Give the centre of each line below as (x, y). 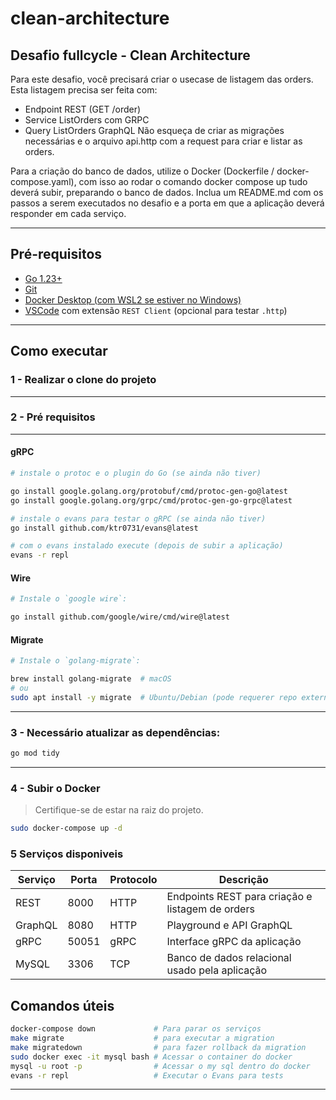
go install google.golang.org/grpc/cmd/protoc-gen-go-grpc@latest (151, 500)
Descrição (243, 880)
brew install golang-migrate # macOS (91, 679)
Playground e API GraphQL (229, 925)
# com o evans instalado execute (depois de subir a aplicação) (147, 546)
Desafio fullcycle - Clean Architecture (130, 55)
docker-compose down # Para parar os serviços (136, 1029)
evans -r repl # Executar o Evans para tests (147, 1075)
